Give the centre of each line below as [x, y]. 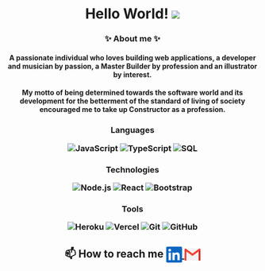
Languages [132, 130]
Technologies [132, 169]
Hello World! [127, 14]
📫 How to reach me [114, 254]
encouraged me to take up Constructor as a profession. [132, 110]
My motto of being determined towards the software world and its [132, 93]
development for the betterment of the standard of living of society [132, 101]
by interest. [132, 74]
